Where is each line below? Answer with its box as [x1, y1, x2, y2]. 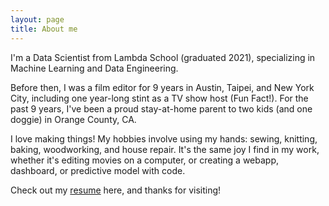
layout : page [10, 14, 65, 25]
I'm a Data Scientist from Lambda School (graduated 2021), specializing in [10, 51, 316, 63]
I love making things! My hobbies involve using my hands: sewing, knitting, [10, 132, 318, 145]
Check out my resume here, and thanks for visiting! [10, 184, 222, 196]
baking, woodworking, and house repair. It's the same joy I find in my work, [10, 143, 320, 155]
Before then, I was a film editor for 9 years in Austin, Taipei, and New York [10, 81, 315, 93]
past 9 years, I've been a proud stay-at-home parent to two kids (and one [10, 102, 313, 115]
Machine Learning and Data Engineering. [10, 62, 179, 74]
